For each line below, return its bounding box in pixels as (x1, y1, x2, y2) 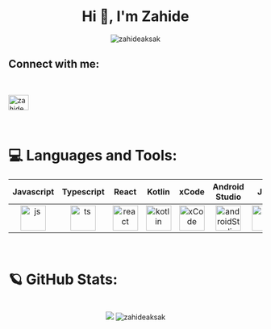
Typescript (61, 185, 105, 197)
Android (212, 181, 244, 192)
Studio (215, 191, 242, 202)
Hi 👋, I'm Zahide (81, 7, 190, 26)
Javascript (12, 185, 55, 197)
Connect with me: (8, 57, 100, 71)
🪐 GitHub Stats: (8, 270, 119, 289)
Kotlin (146, 185, 171, 197)
